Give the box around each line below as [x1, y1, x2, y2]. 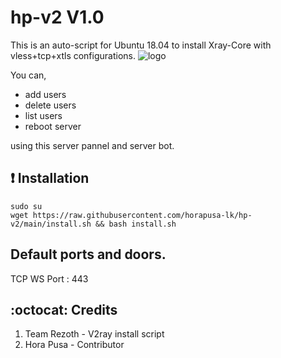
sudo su [10, 201, 43, 211]
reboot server [24, 120, 82, 132]
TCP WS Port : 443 [10, 272, 89, 285]
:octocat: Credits [10, 301, 118, 318]
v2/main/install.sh [10, 219, 92, 229]
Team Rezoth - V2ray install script [24, 328, 165, 340]
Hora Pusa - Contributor [24, 339, 125, 351]
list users [24, 109, 63, 121]
